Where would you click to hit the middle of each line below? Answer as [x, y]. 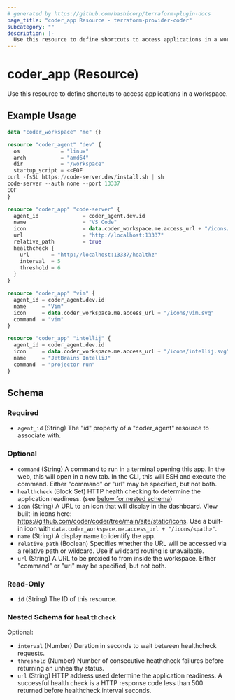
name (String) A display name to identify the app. [86, 535]
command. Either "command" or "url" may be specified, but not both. [117, 484]
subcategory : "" [31, 27]
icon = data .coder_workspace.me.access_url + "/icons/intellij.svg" [122, 352]
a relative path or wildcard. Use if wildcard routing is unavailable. [111, 551]
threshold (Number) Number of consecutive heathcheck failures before [120, 661]
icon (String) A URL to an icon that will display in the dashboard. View [117, 506]
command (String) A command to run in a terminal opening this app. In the [121, 469]
